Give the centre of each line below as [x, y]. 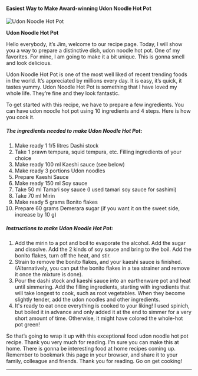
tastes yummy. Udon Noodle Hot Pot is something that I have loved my [92, 87]
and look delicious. [29, 63]
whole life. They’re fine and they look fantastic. [63, 93]
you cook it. [20, 117]
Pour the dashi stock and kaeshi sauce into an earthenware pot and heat [103, 281]
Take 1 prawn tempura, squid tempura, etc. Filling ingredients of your [98, 152]
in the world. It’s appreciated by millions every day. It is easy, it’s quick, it [94, 81]
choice [23, 158]
